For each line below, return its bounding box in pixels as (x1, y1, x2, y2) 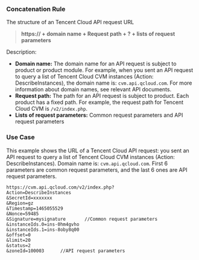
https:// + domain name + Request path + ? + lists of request (21, 30, 175, 37)
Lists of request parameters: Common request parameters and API (14, 111, 183, 119)
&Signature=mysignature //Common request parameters (6, 216, 158, 222)
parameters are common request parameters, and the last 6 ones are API (6, 166, 188, 174)
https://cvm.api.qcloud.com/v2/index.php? (6, 184, 115, 190)
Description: (6, 48, 37, 56)
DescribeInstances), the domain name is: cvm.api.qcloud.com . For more (14, 79, 192, 86)
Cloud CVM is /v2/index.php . (14, 105, 87, 112)
